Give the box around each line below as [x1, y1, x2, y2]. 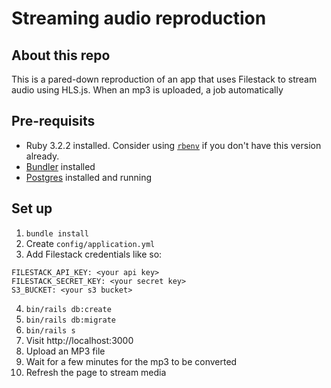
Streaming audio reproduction [11, 7, 267, 30]
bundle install [25, 228, 90, 239]
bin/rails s [25, 325, 76, 336]
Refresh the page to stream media [25, 366, 167, 378]
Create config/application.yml [25, 237, 156, 249]
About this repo [11, 47, 111, 64]
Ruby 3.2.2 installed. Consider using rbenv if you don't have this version [25, 139, 322, 151]
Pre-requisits [11, 113, 96, 130]
